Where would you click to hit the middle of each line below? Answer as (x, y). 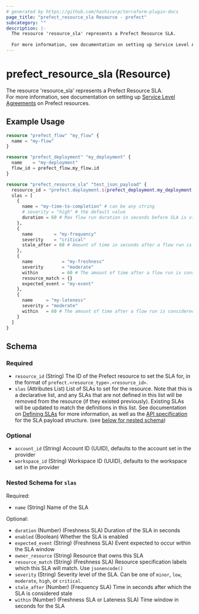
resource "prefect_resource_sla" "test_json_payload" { (76, 184)
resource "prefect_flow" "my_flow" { (53, 135)
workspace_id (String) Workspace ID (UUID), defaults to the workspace (101, 461)
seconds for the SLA (40, 606)
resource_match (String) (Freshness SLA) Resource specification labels (101, 562)
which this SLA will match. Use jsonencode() (69, 568)
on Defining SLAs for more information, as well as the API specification (101, 414)
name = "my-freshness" (63, 262)
